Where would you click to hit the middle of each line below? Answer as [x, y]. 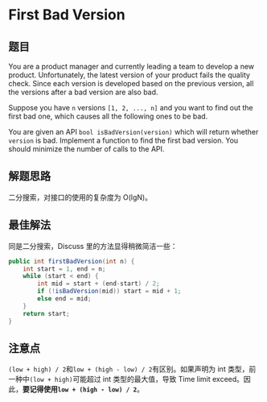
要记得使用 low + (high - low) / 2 [80, 389]
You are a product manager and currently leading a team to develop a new [131, 66]
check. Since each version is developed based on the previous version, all [131, 83]
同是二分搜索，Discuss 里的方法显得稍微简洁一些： [93, 246]
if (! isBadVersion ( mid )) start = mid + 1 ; [109, 292]
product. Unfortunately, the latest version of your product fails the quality [129, 75]
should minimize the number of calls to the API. [86, 149]
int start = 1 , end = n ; [64, 269]
